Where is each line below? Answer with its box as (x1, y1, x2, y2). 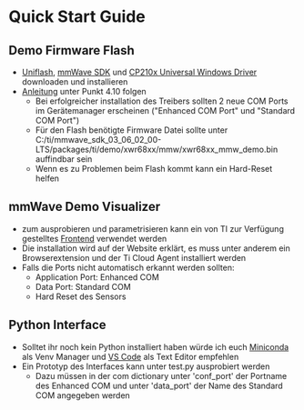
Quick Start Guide (8, 6, 147, 27)
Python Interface (8, 317, 106, 333)
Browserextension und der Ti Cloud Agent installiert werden (21, 252, 247, 263)
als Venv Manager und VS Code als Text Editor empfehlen (21, 351, 239, 362)
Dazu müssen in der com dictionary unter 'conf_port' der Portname (35, 370, 288, 381)
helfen (35, 173, 60, 184)
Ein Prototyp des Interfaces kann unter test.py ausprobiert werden (21, 361, 270, 372)
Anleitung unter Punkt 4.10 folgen (21, 86, 147, 96)
